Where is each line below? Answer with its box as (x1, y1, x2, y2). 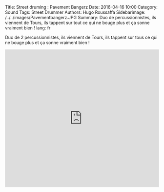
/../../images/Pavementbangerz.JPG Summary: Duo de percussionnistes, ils (5, 15, 156, 20)
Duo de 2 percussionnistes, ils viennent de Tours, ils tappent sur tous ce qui (5, 34, 158, 40)
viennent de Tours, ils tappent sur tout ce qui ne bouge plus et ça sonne (5, 20, 150, 25)
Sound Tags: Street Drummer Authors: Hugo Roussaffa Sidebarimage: (5, 9, 145, 15)
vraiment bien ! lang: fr (5, 25, 51, 31)
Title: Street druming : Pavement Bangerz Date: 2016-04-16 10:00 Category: (5, 4, 158, 10)
